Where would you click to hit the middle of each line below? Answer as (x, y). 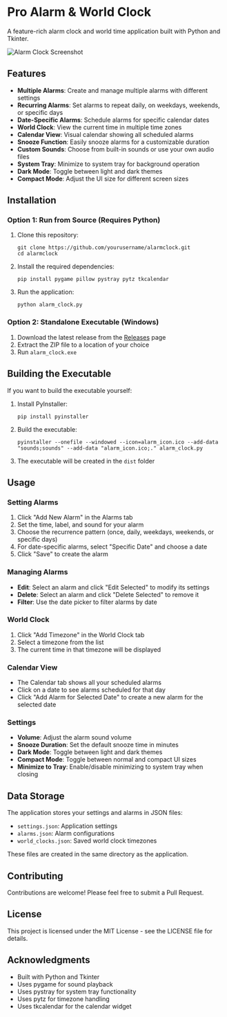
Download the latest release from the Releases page (91, 337)
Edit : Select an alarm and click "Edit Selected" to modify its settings (113, 587)
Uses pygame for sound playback (65, 984)
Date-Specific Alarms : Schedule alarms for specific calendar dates (113, 120)
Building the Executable (59, 374)
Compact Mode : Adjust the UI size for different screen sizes (103, 178)
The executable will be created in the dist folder (86, 461)
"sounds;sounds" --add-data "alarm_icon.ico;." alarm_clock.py (110, 448)
